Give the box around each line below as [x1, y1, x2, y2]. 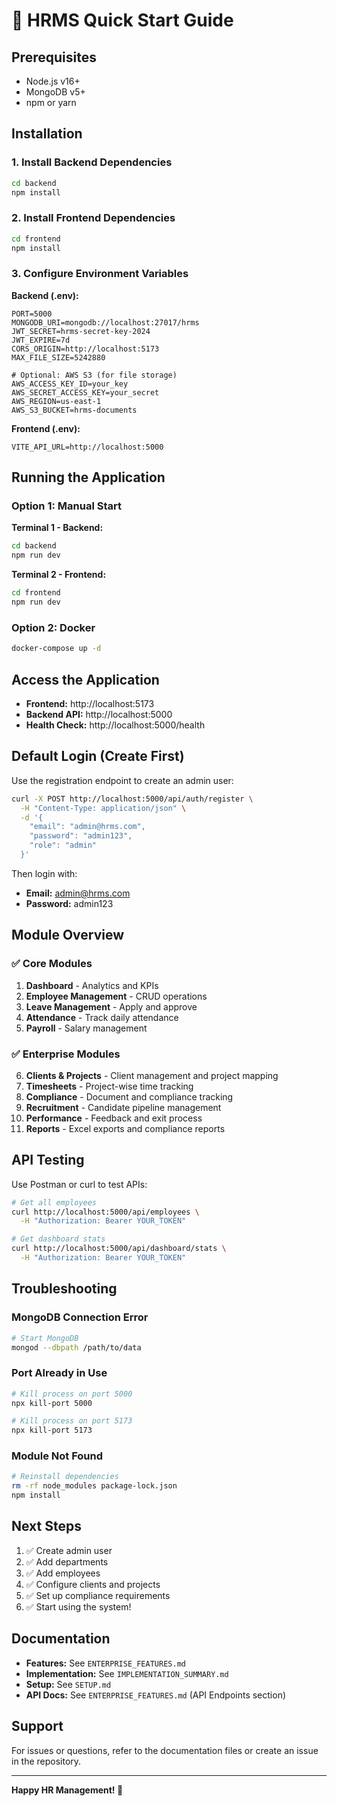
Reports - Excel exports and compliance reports [25, 1122, 226, 1134]
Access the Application [11, 671, 160, 688]
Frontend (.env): [11, 422, 81, 434]
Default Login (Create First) [11, 748, 185, 765]
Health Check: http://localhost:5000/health [25, 719, 206, 731]
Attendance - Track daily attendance [25, 1011, 179, 1023]
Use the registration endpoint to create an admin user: [11, 774, 234, 786]
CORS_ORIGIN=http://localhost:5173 [11, 344, 160, 354]
